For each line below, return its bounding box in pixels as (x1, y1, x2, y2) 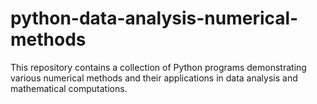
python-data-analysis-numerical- (10, 7, 299, 30)
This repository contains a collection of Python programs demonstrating (10, 61, 307, 73)
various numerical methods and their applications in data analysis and (10, 72, 298, 84)
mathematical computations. (10, 82, 128, 94)
